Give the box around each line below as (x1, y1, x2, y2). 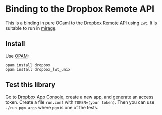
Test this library (5, 81, 56, 89)
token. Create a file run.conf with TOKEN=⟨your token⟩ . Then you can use (5, 99, 155, 105)
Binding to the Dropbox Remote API (5, 3, 154, 15)
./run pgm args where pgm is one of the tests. (5, 104, 99, 110)
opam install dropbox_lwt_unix (5, 67, 71, 72)
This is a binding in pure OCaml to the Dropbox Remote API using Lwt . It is (5, 20, 157, 26)
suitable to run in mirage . (5, 25, 57, 31)
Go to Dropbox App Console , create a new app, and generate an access (5, 94, 154, 100)
